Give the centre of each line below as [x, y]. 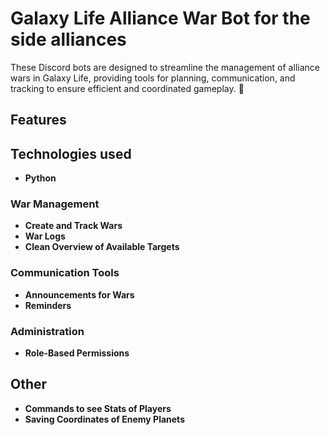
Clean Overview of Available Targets [102, 247]
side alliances [68, 39]
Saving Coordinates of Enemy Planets [104, 419]
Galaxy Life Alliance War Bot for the [160, 18]
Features [38, 120]
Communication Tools [65, 273]
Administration [47, 331]
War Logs [45, 236]
